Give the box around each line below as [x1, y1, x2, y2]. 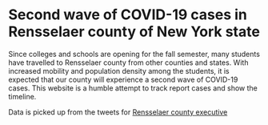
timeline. [8, 91, 37, 101]
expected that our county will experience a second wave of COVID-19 [8, 75, 238, 84]
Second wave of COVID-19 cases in [8, 6, 248, 24]
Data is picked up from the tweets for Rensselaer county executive [8, 107, 228, 117]
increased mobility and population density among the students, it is [8, 66, 230, 75]
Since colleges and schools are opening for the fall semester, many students [8, 49, 260, 58]
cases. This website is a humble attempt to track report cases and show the [8, 83, 258, 93]
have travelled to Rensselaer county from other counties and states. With [8, 58, 249, 67]
